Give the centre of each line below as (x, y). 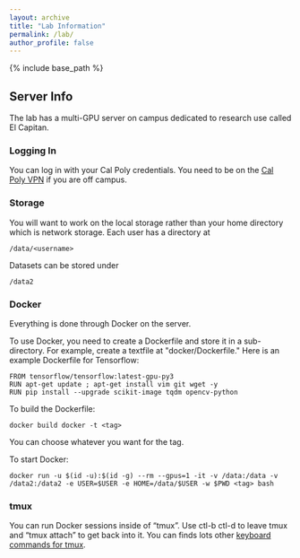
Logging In (33, 151)
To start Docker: (39, 459)
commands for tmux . (48, 545)
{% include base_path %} (56, 68)
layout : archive (39, 17)
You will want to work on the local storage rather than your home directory (146, 222)
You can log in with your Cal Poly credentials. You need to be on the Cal (141, 170)
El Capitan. (29, 127)
